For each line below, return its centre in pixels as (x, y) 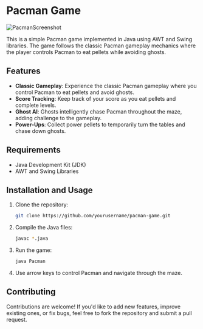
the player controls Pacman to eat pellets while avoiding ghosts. (86, 52)
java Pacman (30, 262)
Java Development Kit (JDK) (50, 164)
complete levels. (36, 105)
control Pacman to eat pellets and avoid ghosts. (75, 92)
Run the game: (33, 250)
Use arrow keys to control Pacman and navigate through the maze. (98, 273)
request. (17, 319)
